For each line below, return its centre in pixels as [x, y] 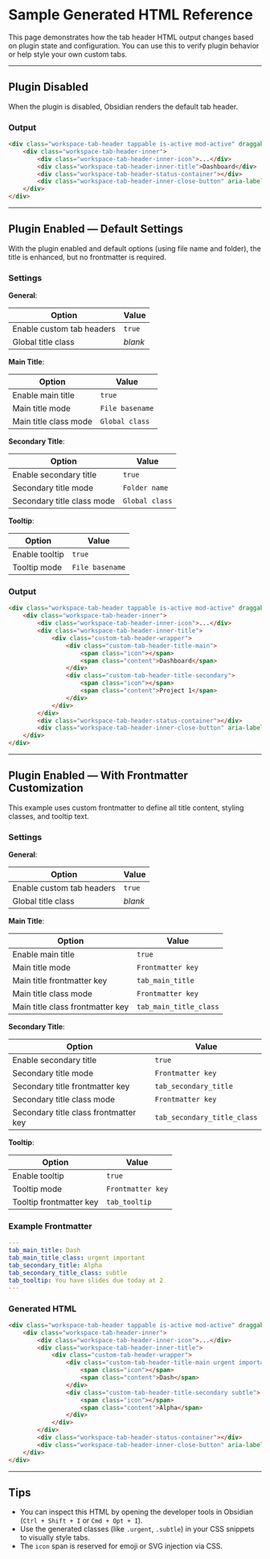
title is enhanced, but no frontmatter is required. [88, 257]
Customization [46, 788]
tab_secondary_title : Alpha [55, 1266]
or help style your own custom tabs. [68, 54]
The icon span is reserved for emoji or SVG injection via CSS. [121, 1546]
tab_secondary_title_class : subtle [68, 1273]
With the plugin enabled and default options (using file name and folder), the [135, 248]
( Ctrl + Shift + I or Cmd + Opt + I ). [81, 1520]
